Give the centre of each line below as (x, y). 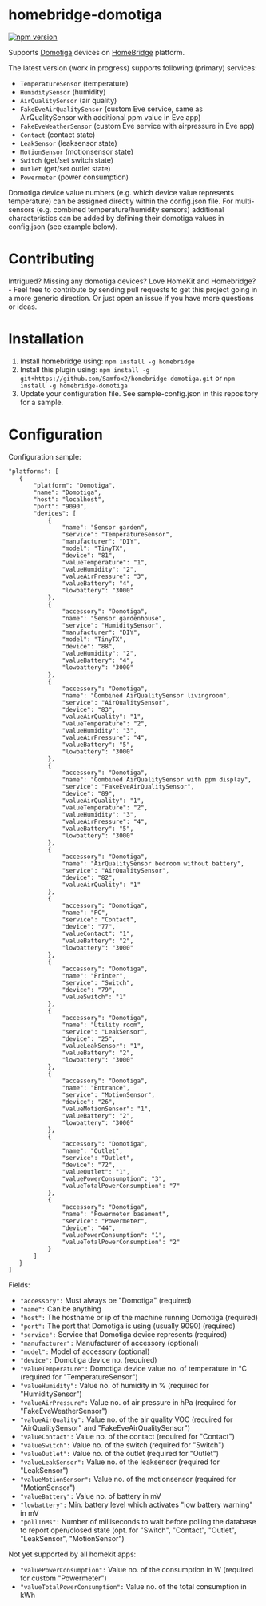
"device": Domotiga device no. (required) (88, 1359)
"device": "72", (89, 1165)
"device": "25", (89, 1038)
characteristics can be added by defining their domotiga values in (116, 218)
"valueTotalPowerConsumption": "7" (121, 1186)
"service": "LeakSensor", (105, 1032)
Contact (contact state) (58, 135)
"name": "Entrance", (96, 1088)
